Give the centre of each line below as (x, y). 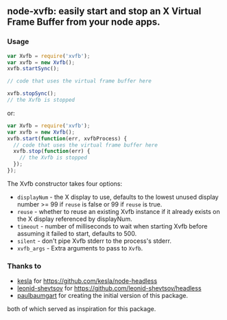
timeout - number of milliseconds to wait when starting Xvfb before (112, 226)
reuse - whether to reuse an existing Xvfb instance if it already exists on (119, 211)
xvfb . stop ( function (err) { (52, 151)
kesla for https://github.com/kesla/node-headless (87, 281)
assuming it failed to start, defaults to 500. (77, 233)
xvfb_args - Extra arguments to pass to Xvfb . (80, 248)
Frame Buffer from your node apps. (84, 22)
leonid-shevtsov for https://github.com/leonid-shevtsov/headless (109, 288)
